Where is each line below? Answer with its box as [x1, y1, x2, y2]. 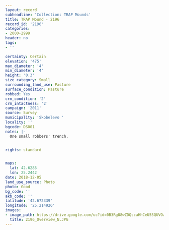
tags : [5, 40, 17, 45]
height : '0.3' [5, 73, 35, 78]
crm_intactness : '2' [5, 101, 49, 106]
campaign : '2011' [5, 105, 42, 111]
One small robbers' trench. [10, 134, 69, 139]
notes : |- [5, 129, 26, 134]
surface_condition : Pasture [5, 87, 64, 92]
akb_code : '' [5, 194, 33, 199]
